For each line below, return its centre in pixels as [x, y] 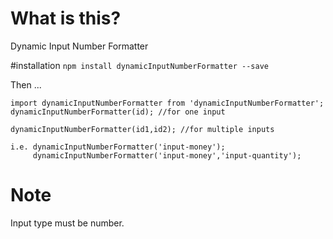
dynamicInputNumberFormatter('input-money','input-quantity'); [167, 155]
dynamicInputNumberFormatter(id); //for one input [118, 112]
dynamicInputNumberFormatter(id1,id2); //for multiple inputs [142, 129]
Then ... [26, 84]
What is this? [66, 18]
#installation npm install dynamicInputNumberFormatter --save [139, 65]
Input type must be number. [67, 223]
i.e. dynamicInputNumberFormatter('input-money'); [118, 147]
